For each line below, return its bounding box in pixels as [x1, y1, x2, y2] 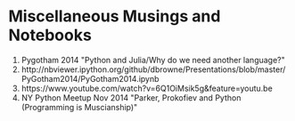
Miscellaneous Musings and [8, 6, 221, 27]
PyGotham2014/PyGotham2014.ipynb [20, 73, 160, 84]
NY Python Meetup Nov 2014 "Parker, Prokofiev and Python [20, 92, 242, 103]
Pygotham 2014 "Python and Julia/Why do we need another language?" [20, 54, 286, 65]
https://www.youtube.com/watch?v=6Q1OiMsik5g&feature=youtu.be [20, 83, 273, 93]
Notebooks [8, 25, 93, 45]
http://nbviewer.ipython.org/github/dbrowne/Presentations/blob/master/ [20, 64, 286, 75]
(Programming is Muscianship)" [20, 101, 138, 112]
